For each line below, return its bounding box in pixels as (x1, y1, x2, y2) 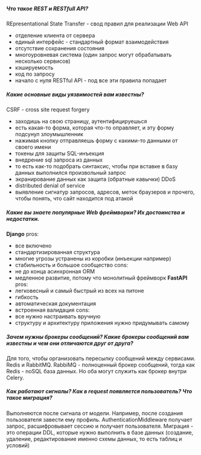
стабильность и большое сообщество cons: (14, 261, 129, 269)
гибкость (14, 293, 39, 301)
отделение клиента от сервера (14, 31, 95, 39)
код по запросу (14, 70, 56, 77)
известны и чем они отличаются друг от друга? (6, 339, 134, 347)
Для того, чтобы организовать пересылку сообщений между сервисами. (6, 355, 196, 362)
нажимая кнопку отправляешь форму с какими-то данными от (14, 137, 178, 144)
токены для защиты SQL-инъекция (14, 149, 104, 157)
